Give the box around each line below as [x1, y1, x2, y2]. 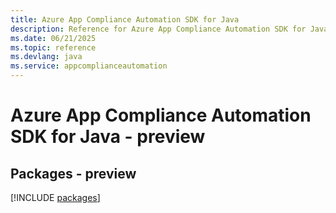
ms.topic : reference [10, 42, 97, 53]
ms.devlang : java [10, 52, 83, 62]
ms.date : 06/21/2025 [10, 33, 97, 43]
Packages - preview [10, 165, 137, 182]
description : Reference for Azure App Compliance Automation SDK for [10, 24, 307, 34]
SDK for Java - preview [10, 126, 206, 148]
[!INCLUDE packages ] [10, 192, 101, 203]
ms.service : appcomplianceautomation [10, 61, 168, 71]
